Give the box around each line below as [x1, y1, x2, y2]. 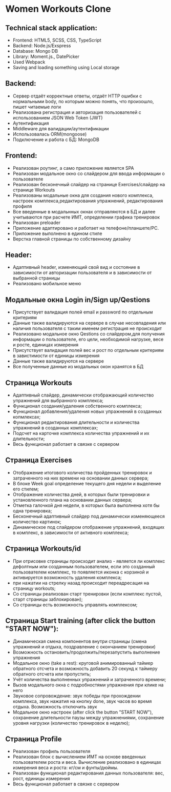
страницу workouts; [12, 585, 56, 591]
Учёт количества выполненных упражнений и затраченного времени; [12, 676, 166, 682]
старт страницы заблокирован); [12, 596, 83, 602]
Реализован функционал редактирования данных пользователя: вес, [12, 770, 165, 776]
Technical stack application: [5, 24, 97, 32]
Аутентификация [12, 120, 50, 126]
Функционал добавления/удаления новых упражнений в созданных [12, 408, 162, 414]
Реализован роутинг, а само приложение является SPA [12, 165, 134, 171]
